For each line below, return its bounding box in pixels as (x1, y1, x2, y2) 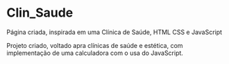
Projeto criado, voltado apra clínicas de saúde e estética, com (6, 41, 183, 49)
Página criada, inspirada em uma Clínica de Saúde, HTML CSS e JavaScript (6, 28, 223, 36)
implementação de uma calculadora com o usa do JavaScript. (6, 49, 183, 57)
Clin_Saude (6, 5, 74, 21)
